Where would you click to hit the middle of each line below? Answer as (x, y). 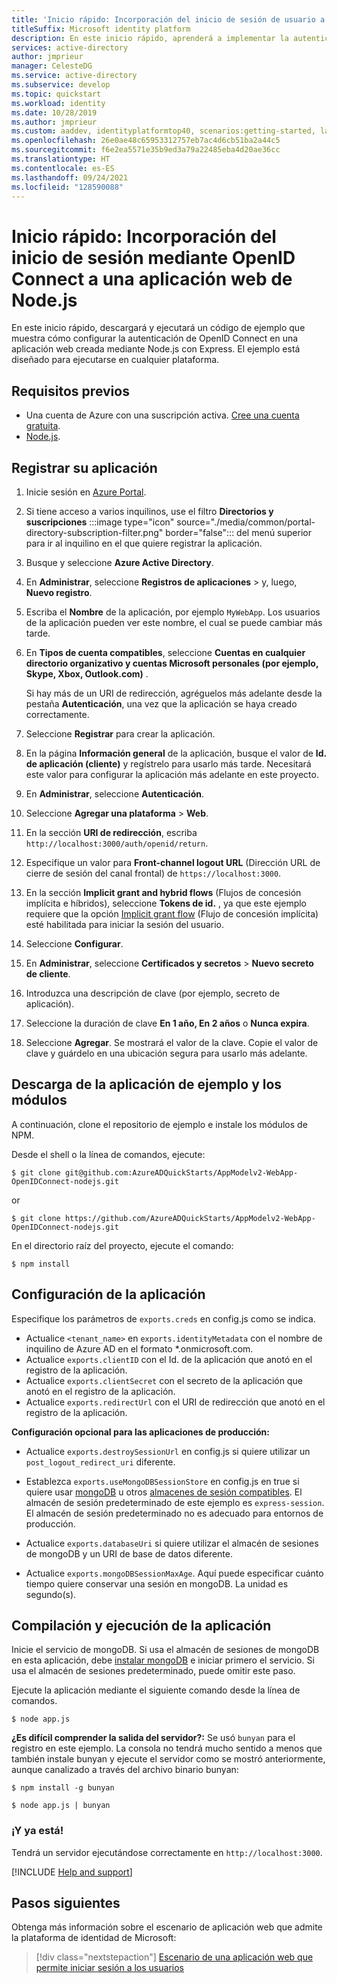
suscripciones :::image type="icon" (100, 522)
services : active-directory (70, 47)
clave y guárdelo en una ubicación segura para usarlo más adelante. (166, 1053)
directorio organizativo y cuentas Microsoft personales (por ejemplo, (172, 663)
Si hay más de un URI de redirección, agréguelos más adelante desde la (174, 693)
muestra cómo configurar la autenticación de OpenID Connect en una (155, 338)
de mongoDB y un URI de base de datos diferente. (129, 1553)
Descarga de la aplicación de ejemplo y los (147, 1084)
